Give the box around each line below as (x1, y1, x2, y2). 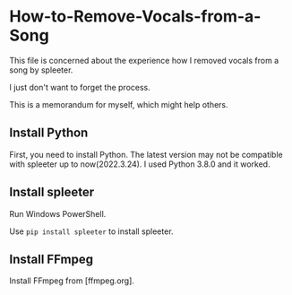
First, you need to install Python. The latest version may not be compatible (9, 149, 284, 160)
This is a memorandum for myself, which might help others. (9, 99, 228, 109)
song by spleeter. (9, 65, 73, 75)
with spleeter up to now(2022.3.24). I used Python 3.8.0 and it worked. (9, 159, 271, 169)
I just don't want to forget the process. (9, 82, 150, 92)
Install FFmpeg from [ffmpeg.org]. (9, 275, 134, 286)
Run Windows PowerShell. (9, 208, 107, 219)
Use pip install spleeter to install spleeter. (9, 226, 174, 237)
